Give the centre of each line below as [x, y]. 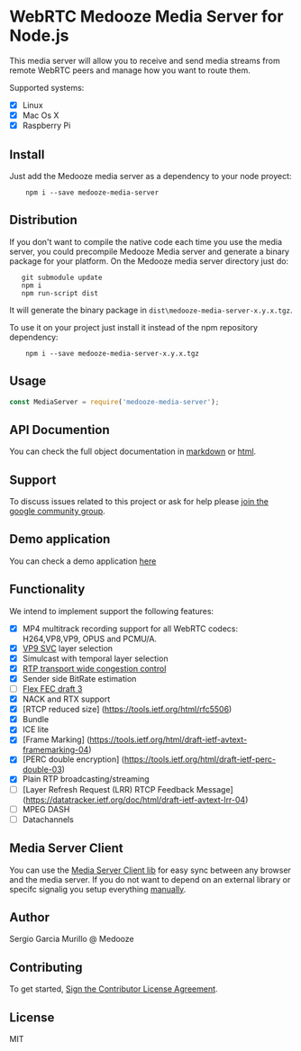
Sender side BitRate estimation [79, 678]
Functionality [47, 589]
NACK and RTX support [66, 699]
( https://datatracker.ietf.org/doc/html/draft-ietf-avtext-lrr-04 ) [135, 800]
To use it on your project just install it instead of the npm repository [134, 327]
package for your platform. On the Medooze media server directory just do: [149, 261]
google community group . [57, 512]
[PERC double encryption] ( [73, 759]
